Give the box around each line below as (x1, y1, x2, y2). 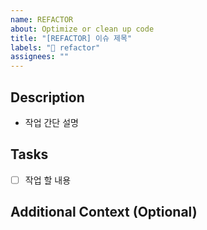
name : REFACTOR (10, 14, 74, 25)
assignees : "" (10, 52, 70, 62)
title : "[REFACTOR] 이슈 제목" (10, 33, 133, 43)
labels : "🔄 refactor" (10, 42, 101, 53)
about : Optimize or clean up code (10, 24, 155, 34)
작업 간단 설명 (24, 116, 79, 128)
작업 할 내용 (24, 174, 72, 186)
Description (10, 89, 85, 106)
